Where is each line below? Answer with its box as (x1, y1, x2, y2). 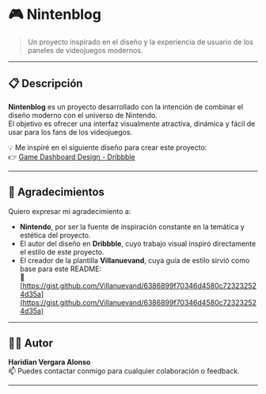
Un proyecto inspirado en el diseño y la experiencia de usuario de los (27, 36, 253, 47)
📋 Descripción (8, 77, 83, 90)
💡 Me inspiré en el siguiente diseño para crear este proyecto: (8, 143, 207, 152)
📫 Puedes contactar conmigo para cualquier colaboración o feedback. (8, 366, 240, 376)
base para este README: (19, 264, 101, 274)
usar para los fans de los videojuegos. (8, 127, 133, 136)
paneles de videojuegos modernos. (27, 45, 143, 55)
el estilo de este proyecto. (19, 247, 104, 257)
